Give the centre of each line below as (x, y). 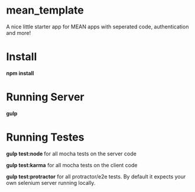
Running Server (45, 97)
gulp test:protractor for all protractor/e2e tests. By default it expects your (96, 176)
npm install (20, 73)
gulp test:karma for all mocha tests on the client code (72, 165)
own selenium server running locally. (51, 183)
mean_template (45, 10)
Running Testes (45, 137)
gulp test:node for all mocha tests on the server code (71, 154)
